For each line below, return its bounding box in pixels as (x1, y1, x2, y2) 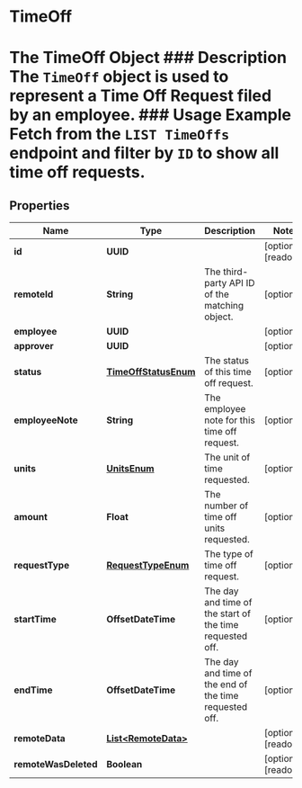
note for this (204, 414, 256, 426)
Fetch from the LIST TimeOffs (9, 124, 230, 145)
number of (204, 499, 249, 512)
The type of (204, 548, 253, 560)
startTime (13, 613, 57, 626)
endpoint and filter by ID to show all (9, 143, 280, 164)
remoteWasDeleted (13, 758, 98, 771)
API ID (228, 277, 255, 290)
